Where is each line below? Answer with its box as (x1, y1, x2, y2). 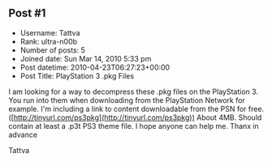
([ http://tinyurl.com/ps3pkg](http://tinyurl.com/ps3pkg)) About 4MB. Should (8, 113, 262, 122)
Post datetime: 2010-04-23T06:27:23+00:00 (19, 62, 171, 72)
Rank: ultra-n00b (19, 36, 78, 46)
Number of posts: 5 (19, 45, 85, 55)
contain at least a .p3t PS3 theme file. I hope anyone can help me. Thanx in (8, 121, 260, 130)
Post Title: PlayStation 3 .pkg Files (19, 70, 135, 80)
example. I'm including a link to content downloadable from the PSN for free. (8, 104, 265, 113)
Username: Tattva (19, 28, 80, 37)
